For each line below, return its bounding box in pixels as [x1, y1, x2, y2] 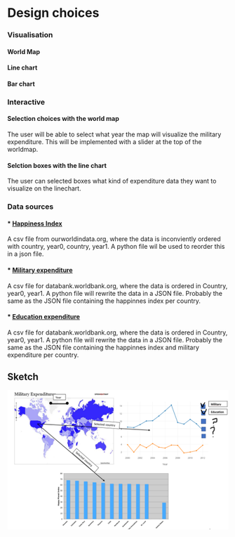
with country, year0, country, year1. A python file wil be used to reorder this [7, 242, 225, 251]
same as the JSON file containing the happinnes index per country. [7, 297, 201, 305]
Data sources [7, 202, 54, 212]
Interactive [7, 97, 46, 107]
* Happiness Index [7, 219, 62, 228]
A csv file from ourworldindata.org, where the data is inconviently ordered [7, 235, 221, 243]
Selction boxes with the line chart [7, 161, 107, 169]
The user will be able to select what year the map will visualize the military [7, 130, 222, 138]
